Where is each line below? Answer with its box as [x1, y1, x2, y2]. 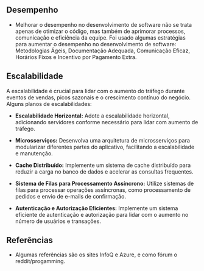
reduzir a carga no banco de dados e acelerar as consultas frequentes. [15, 167, 194, 175]
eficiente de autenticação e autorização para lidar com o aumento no [15, 211, 189, 218]
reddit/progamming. [15, 258, 66, 265]
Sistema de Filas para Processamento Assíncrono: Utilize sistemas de [15, 180, 194, 187]
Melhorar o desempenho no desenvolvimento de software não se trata [15, 21, 192, 28]
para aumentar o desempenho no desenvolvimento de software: [15, 40, 177, 48]
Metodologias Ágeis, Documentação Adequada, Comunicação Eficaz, [15, 47, 191, 54]
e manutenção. [15, 149, 53, 157]
